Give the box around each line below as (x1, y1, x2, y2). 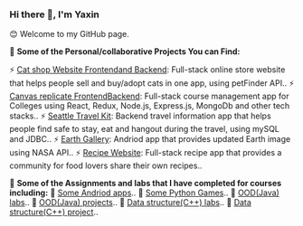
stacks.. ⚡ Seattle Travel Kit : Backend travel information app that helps (9, 110, 271, 121)
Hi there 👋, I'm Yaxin (9, 8, 99, 21)
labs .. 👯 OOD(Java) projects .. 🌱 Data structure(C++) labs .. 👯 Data (9, 197, 251, 208)
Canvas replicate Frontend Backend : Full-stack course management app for (9, 90, 289, 102)
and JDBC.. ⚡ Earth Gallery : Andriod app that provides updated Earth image (9, 134, 291, 145)
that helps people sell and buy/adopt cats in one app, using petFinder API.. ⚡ (9, 78, 295, 89)
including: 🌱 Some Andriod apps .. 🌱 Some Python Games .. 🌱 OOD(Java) (9, 187, 280, 198)
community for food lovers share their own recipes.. (9, 160, 203, 171)
